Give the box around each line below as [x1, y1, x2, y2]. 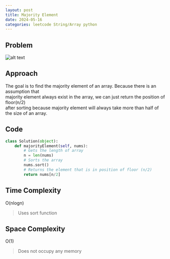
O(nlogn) [5, 200, 24, 206]
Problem [5, 41, 33, 49]
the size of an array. [5, 110, 48, 116]
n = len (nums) [24, 153, 54, 158]
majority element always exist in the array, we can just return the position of [5, 93, 165, 100]
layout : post [5, 7, 33, 13]
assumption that [5, 88, 39, 94]
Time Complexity [5, 186, 61, 195]
